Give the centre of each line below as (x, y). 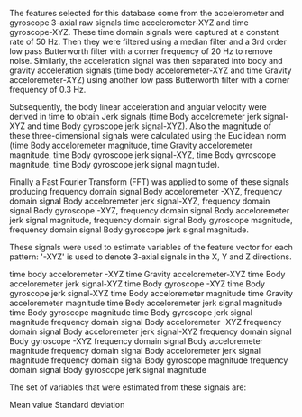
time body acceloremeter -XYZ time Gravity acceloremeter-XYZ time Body (147, 274)
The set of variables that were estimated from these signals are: (128, 387)
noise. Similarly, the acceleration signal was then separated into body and (146, 61)
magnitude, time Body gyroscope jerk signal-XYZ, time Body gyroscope (143, 155)
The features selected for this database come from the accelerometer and (147, 13)
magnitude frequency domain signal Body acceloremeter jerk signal (135, 351)
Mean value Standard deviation (67, 405)
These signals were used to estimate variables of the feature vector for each (151, 247)
